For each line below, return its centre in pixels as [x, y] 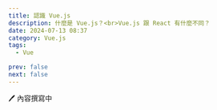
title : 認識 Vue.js [40, 16]
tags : [17, 45]
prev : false [28, 67]
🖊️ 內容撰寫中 [30, 98]
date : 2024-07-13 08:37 [48, 30]
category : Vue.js [37, 38]
